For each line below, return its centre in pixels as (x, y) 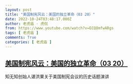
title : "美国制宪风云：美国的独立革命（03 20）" (50, 14)
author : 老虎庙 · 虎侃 (27, 24)
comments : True (21, 38)
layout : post (19, 10)
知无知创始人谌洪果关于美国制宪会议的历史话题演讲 (57, 76)
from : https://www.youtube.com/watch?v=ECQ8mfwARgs (59, 28)
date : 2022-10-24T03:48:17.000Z (38, 19)
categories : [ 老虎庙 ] (28, 42)
